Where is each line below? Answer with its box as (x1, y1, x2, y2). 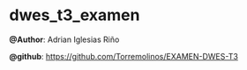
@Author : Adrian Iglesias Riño (9, 34, 120, 45)
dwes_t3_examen (9, 5, 140, 25)
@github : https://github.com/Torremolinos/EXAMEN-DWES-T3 (9, 51, 238, 61)
